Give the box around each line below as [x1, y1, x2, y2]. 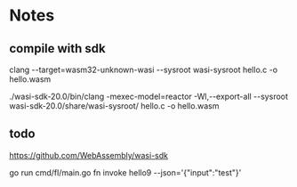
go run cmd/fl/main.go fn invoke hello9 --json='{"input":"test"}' [9, 167, 242, 178]
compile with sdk [9, 41, 107, 56]
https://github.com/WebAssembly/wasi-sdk [9, 150, 169, 160]
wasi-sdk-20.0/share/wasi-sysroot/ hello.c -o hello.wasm [9, 101, 220, 111]
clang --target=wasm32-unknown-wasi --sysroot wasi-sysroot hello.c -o [9, 64, 278, 75]
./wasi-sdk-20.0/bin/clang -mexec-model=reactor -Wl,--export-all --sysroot [9, 91, 289, 102]
